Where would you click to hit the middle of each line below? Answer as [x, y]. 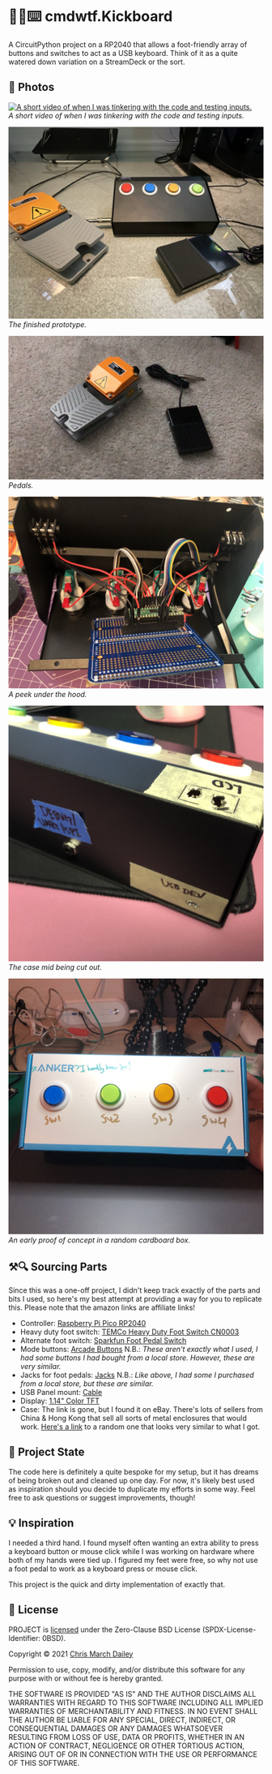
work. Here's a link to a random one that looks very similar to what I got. [140, 1427]
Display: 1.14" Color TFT [59, 1401]
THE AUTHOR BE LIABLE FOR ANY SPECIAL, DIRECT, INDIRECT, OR [122, 1720]
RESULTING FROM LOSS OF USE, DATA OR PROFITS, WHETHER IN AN [127, 1737]
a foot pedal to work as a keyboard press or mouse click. [103, 1569]
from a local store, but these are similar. [87, 1384]
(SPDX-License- [229, 1630]
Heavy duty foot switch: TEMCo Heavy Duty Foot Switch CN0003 [130, 1332]
